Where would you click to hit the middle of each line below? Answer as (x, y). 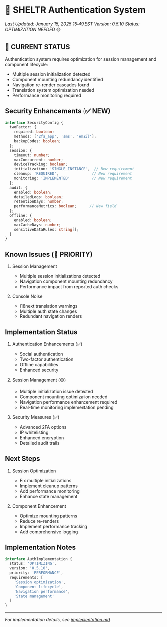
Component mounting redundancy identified (58, 79)
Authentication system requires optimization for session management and (81, 59)
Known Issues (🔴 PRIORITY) (49, 254)
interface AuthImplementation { (39, 559)
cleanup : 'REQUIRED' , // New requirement (73, 174)
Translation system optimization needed (53, 90)
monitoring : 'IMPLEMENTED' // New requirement (73, 178)
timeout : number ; (32, 155)
